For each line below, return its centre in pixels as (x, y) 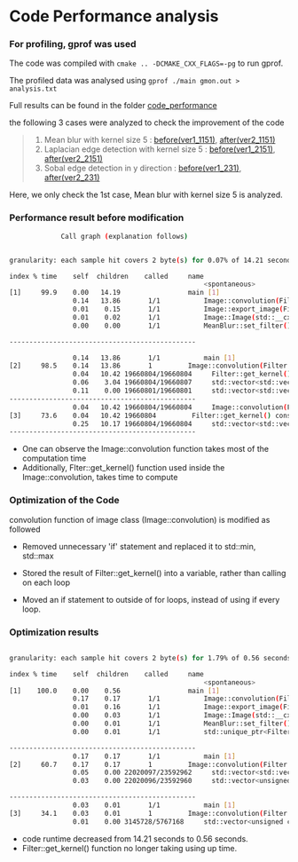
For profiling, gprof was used (73, 44)
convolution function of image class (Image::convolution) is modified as (140, 519)
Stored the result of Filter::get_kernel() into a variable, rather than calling (154, 573)
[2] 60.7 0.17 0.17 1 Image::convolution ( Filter (149, 764)
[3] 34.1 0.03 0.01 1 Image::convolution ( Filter (149, 813)
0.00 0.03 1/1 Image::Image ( (164, 716)
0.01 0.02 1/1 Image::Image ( (164, 317)
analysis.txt (33, 89)
